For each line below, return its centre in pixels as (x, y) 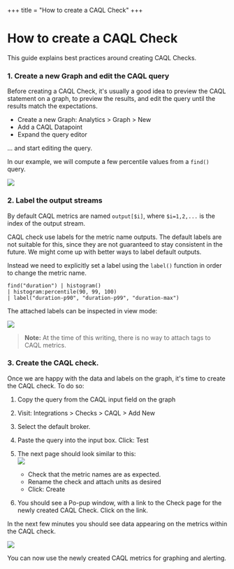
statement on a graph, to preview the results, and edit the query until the (111, 99)
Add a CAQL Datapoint (50, 127)
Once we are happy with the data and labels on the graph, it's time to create (116, 378)
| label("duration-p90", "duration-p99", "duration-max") (93, 298)
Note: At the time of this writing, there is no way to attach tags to (117, 337)
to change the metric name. (47, 273)
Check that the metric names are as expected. (94, 474)
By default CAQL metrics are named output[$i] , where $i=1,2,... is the (111, 216)
